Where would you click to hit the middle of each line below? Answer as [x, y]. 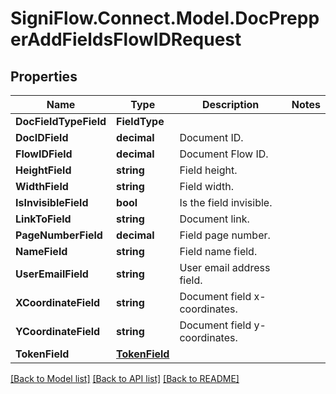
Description [230, 104]
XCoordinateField [58, 302]
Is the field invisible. [226, 202]
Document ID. [211, 137]
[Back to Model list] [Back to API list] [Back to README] [125, 378]
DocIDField [42, 137]
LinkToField [43, 219]
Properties [44, 76]
